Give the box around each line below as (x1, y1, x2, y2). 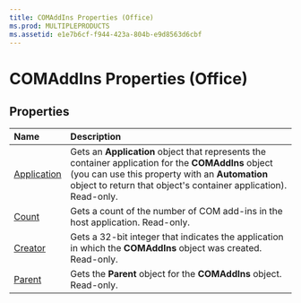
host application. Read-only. (70, 216, 191, 229)
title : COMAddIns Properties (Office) (9, 13, 154, 22)
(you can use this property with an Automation (70, 168, 269, 180)
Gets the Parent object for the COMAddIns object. (70, 268, 282, 281)
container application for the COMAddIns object (70, 157, 273, 169)
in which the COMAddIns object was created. (70, 242, 262, 255)
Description (70, 131, 122, 143)
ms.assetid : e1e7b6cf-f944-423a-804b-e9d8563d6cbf (9, 30, 202, 39)
